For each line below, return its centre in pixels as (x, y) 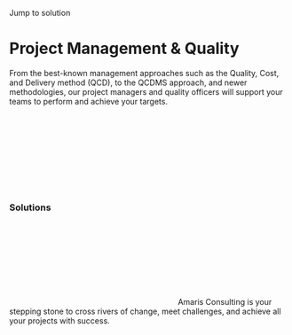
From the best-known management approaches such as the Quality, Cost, (144, 73)
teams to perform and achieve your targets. (89, 101)
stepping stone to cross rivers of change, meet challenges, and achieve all (145, 312)
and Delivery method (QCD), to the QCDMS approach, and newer (128, 82)
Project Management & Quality (124, 49)
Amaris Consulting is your (225, 302)
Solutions (30, 207)
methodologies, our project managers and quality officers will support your (146, 91)
